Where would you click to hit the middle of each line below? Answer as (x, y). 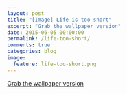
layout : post (26, 13)
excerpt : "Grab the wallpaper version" (64, 26)
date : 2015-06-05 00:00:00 (46, 32)
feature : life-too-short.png (55, 64)
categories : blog (32, 52)
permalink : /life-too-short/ (49, 39)
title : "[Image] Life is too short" (59, 20)
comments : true (29, 45)
